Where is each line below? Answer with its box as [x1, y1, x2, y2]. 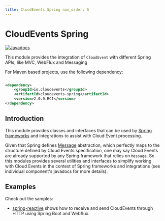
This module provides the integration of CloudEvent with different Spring [5, 54, 151, 60]
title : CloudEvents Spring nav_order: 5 [5, 7, 90, 12]
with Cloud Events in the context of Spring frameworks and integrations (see [5, 163, 161, 169]
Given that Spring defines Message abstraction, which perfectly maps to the [5, 142, 160, 148]
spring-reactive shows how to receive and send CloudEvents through [12, 205, 153, 211]
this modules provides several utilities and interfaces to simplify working [5, 158, 152, 164]
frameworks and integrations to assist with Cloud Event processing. [5, 133, 142, 138]
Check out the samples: [5, 195, 53, 201]
